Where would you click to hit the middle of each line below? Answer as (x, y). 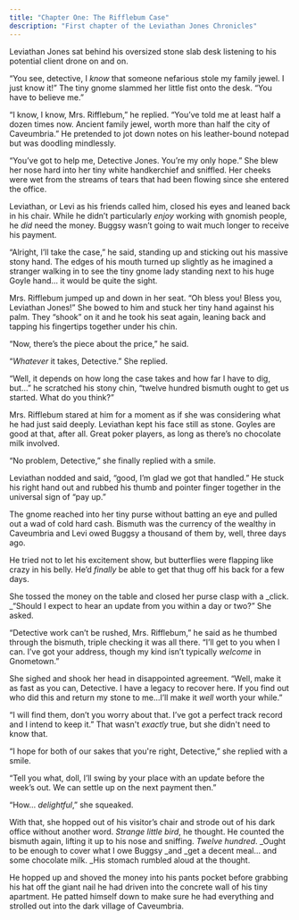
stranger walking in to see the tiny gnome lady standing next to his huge (142, 271)
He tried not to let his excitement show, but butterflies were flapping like (141, 560)
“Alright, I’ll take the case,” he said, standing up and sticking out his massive (149, 252)
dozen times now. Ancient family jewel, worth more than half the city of (140, 124)
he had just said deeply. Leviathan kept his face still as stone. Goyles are (142, 424)
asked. (21, 615)
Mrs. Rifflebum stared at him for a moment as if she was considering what (145, 414)
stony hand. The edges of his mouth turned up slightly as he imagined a (141, 261)
